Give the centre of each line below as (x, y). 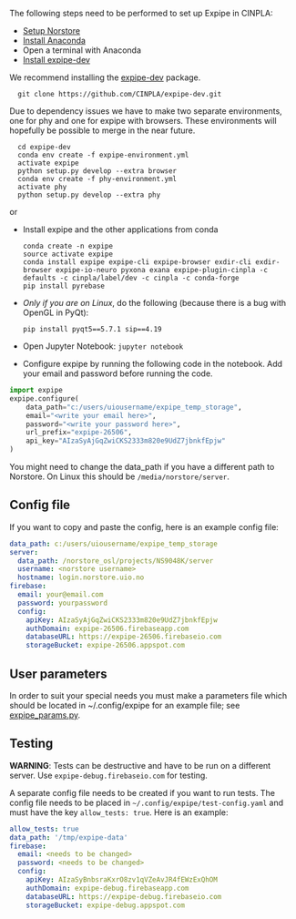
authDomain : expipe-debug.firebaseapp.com (107, 888)
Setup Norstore (51, 31)
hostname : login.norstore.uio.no (81, 577)
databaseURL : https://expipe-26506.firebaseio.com (124, 637)
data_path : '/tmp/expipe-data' (69, 837)
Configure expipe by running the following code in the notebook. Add (153, 364)
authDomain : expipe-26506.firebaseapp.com (107, 628)
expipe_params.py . (45, 715)
